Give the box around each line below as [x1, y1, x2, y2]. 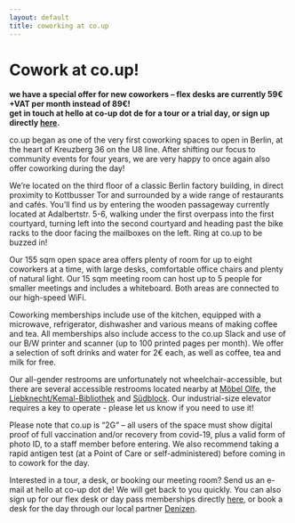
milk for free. [9, 357, 56, 368]
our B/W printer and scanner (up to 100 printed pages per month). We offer [9, 338, 284, 348]
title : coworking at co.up [9, 21, 109, 30]
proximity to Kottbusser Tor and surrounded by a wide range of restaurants [9, 190, 284, 200]
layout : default [9, 12, 69, 22]
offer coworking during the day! [9, 163, 125, 174]
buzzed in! [9, 237, 48, 248]
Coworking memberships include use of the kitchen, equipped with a [9, 309, 262, 321]
